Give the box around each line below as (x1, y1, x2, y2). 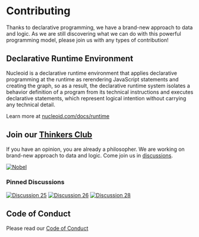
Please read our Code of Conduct (6, 225, 89, 232)
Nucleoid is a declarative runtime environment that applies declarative (6, 69, 177, 77)
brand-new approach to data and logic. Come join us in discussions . (6, 151, 173, 159)
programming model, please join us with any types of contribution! (6, 36, 169, 43)
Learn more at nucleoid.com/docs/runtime (6, 112, 110, 119)
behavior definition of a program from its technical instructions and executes (6, 88, 194, 96)
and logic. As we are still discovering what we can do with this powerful (6, 30, 181, 37)
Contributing (6, 4, 71, 18)
